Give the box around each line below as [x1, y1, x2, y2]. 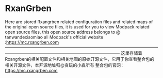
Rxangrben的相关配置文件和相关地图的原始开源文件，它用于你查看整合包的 [5, 56, 154, 62]
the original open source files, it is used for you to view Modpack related [5, 24, 149, 29]
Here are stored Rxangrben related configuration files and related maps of [5, 19, 153, 25]
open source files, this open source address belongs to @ [5, 29, 121, 35]
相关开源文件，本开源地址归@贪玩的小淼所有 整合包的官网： [5, 62, 125, 68]
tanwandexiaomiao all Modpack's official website [5, 34, 103, 40]
